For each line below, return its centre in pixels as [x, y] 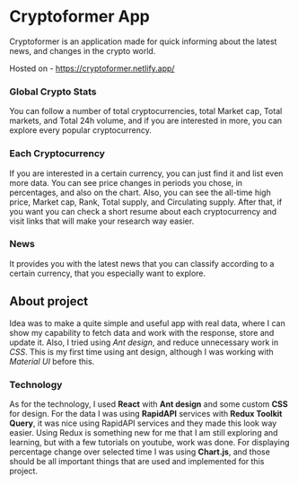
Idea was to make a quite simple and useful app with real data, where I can [147, 323]
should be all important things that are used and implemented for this [137, 461]
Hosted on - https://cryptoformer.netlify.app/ [92, 68]
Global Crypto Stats [53, 92]
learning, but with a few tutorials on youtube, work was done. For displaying [149, 442]
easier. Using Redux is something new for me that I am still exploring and [144, 432]
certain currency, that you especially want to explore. [108, 273]
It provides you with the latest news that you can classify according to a [142, 263]
